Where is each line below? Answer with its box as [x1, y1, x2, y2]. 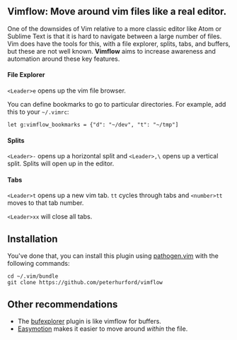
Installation [7, 233, 58, 245]
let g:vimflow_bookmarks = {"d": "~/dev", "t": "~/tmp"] [7, 122, 179, 129]
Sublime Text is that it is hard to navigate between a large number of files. [7, 32, 222, 40]
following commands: [7, 259, 70, 268]
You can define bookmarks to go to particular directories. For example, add [7, 100, 226, 109]
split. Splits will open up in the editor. [7, 159, 115, 168]
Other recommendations [7, 298, 118, 310]
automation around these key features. [7, 54, 120, 63]
